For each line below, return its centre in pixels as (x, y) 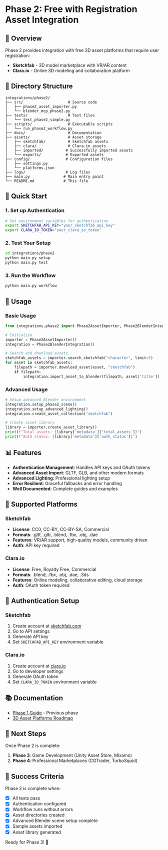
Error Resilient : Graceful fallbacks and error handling (67, 483)
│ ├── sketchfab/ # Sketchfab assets (57, 141)
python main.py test (27, 263)
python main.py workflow (31, 286)
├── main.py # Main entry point (54, 176)
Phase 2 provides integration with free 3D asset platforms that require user (82, 50)
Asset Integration (42, 20)
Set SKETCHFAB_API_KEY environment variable (58, 642)
